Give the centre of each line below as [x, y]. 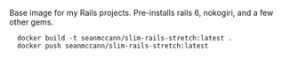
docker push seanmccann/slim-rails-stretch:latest [113, 46]
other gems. [32, 22]
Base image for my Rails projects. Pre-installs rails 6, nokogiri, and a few [141, 13]
